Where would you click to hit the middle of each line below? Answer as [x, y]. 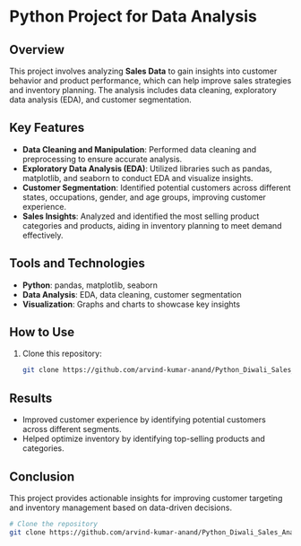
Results [31, 398]
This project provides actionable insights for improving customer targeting [146, 498]
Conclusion [42, 477]
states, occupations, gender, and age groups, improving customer [144, 197]
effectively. [43, 235]
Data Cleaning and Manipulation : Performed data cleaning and [139, 149]
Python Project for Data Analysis [133, 17]
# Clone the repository [54, 524]
